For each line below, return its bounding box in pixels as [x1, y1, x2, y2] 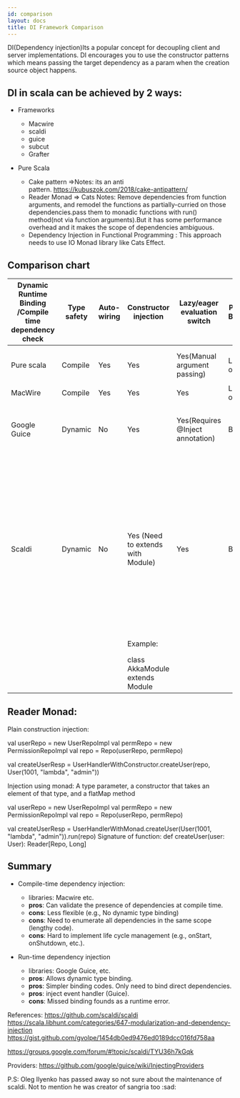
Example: [127, 639, 159, 649]
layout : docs [7, 17, 46, 24]
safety [65, 311, 88, 321]
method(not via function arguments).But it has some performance [28, 216, 222, 224]
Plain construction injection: [7, 724, 89, 733]
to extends [127, 540, 163, 549]
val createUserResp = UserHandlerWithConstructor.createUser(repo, [7, 760, 211, 769]
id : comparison [7, 10, 53, 18]
